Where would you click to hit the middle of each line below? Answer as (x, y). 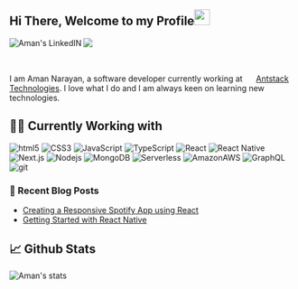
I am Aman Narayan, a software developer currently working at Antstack (149, 79)
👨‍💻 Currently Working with (86, 126)
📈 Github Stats (53, 249)
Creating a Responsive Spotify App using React (110, 210)
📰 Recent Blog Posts (54, 191)
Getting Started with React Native (84, 219)
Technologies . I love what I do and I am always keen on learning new (137, 88)
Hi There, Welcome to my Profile (102, 21)
